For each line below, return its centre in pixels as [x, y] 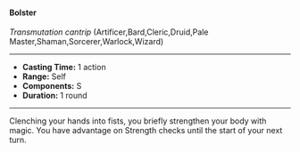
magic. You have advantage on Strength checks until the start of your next [146, 131]
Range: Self [44, 76]
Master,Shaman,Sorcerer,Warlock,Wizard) [87, 42]
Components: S [52, 86]
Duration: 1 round [54, 96]
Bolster [23, 12]
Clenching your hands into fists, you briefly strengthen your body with [138, 121]
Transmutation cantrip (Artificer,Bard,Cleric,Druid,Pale [109, 32]
